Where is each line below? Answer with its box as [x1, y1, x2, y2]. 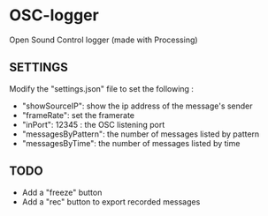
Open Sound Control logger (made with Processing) [9, 34, 198, 45]
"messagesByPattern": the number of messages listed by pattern [21, 129, 260, 139]
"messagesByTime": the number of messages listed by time [21, 138, 241, 148]
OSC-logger [9, 5, 99, 26]
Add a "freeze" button [21, 187, 103, 197]
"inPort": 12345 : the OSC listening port [21, 119, 165, 130]
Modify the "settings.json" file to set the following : [9, 83, 195, 93]
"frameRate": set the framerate [21, 109, 135, 120]
